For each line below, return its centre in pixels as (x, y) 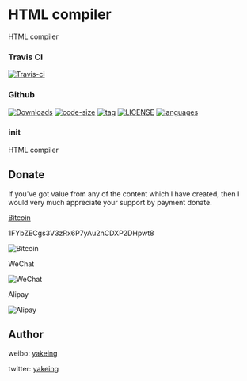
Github (22, 95)
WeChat (21, 264)
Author (26, 335)
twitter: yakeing (34, 369)
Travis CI (26, 57)
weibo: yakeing (33, 353)
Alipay (19, 294)
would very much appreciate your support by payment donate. (110, 202)
